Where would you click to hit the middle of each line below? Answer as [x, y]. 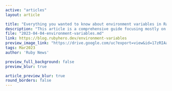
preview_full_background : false [40, 62]
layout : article [23, 15]
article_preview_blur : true [35, 76]
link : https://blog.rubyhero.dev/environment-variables [66, 38]
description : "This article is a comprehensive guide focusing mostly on [86, 29]
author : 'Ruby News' [27, 52]
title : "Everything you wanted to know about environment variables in [83, 24]
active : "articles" [26, 10]
